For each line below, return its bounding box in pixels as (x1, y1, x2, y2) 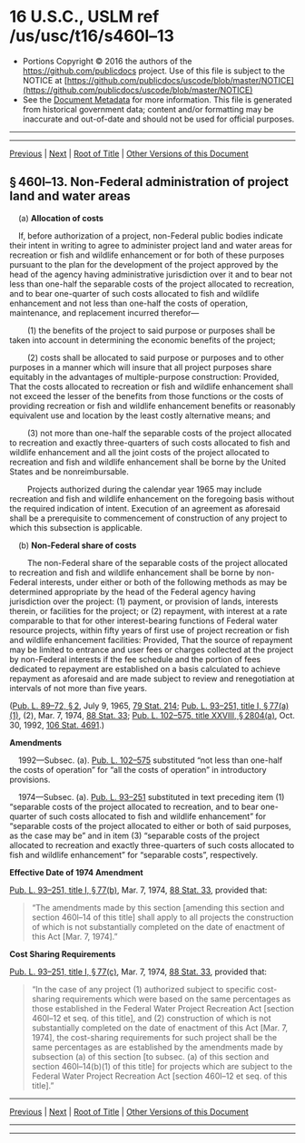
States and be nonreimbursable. (9, 465, 130, 477)
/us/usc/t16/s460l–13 (9, 25, 175, 46)
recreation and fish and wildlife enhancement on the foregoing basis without (9, 493, 295, 504)
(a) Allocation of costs (17, 212, 104, 223)
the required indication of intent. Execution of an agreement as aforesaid (9, 503, 280, 513)
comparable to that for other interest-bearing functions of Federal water (9, 615, 279, 626)
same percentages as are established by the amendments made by (31, 1041, 283, 1052)
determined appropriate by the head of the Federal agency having (9, 586, 256, 597)
